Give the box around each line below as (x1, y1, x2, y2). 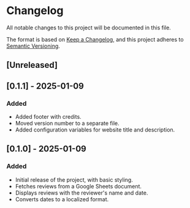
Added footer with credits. (15, 113, 82, 121)
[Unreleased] (6, 60, 58, 70)
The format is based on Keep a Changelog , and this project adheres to (6, 35, 184, 43)
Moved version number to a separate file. (15, 120, 120, 127)
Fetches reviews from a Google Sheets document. (15, 182, 142, 190)
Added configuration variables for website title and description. (15, 126, 175, 133)
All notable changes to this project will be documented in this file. (6, 24, 172, 31)
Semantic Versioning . (6, 42, 60, 50)
